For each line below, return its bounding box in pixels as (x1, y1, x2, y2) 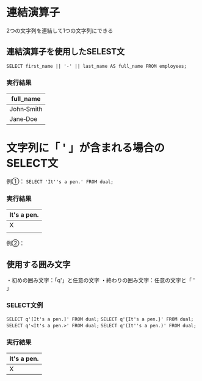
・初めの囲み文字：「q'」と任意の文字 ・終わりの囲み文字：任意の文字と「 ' (6, 277, 195, 284)
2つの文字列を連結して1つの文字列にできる (6, 27, 114, 34)
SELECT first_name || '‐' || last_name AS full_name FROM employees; (6, 63, 187, 69)
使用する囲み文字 (6, 259, 71, 269)
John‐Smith (9, 105, 43, 114)
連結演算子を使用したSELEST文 (6, 46, 125, 57)
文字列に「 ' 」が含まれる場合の (6, 141, 165, 155)
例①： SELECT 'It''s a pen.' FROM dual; (6, 178, 114, 185)
